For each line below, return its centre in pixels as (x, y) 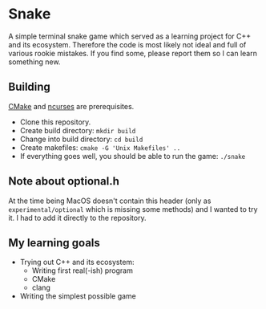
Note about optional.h (64, 181)
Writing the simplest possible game (78, 296)
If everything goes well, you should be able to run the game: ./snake (133, 156)
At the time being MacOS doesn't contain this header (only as (110, 201)
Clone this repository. (55, 122)
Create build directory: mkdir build (78, 130)
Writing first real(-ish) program (83, 270)
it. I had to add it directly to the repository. (77, 218)
